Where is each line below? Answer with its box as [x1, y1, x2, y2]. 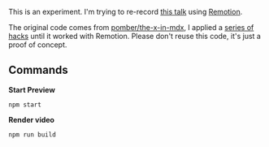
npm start [8, 101, 42, 109]
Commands [8, 63, 69, 77]
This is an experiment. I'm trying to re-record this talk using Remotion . [8, 7, 243, 16]
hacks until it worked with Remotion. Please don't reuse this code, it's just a [8, 32, 262, 41]
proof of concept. [8, 40, 67, 50]
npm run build [8, 130, 57, 139]
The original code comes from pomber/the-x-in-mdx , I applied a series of [8, 23, 254, 32]
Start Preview [8, 84, 55, 94]
